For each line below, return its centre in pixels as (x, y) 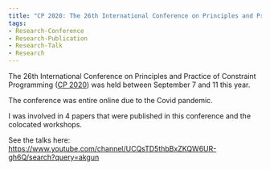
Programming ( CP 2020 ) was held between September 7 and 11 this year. (129, 85)
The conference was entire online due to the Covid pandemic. (110, 100)
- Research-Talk (35, 46)
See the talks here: (39, 140)
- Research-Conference (46, 31)
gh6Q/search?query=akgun (54, 157)
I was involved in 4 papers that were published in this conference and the (130, 116)
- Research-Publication (48, 38)
